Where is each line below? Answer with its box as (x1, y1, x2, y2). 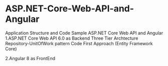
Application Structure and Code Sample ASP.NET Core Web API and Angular (5, 30, 163, 36)
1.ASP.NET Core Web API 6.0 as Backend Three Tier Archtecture (5, 35, 138, 41)
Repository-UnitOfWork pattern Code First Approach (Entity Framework (5, 40, 153, 46)
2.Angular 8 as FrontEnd (5, 55, 56, 61)
